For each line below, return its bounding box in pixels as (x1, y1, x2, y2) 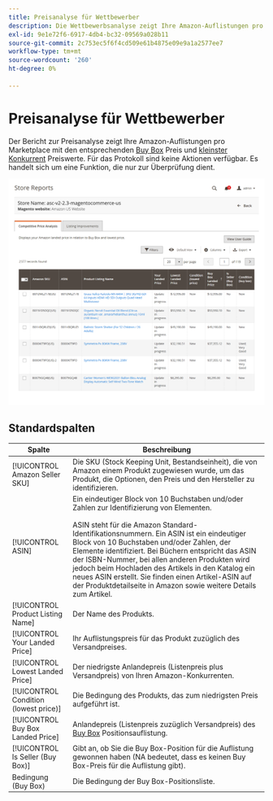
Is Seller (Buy (11, 752, 57, 762)
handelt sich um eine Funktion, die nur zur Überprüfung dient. (8, 162, 215, 172)
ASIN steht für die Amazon (72, 519, 161, 529)
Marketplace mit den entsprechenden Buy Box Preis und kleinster (8, 145, 228, 155)
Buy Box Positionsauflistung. (72, 728, 168, 738)
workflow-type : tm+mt (8, 47, 82, 56)
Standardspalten (8, 421, 95, 435)
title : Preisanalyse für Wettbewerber (8, 13, 140, 21)
